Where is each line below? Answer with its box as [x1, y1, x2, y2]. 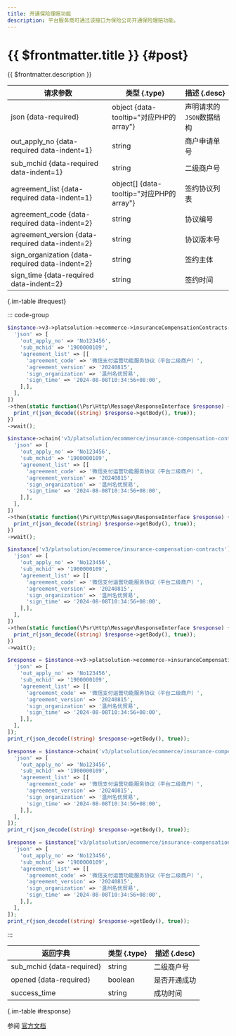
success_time [11, 987, 56, 997]
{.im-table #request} [7, 297, 67, 306]
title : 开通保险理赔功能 [7, 10, 72, 18]
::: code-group [7, 311, 49, 319]
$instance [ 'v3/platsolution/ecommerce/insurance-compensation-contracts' [7, 546, 228, 553]
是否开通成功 [153, 975, 197, 985]
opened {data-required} [11, 975, 91, 985]
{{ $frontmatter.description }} [7, 70, 93, 79]
